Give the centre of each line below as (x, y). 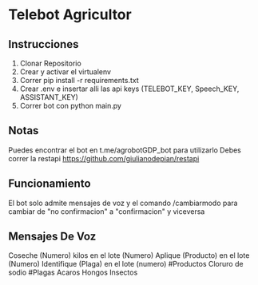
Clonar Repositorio (50, 63)
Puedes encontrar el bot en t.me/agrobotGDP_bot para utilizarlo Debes (125, 150)
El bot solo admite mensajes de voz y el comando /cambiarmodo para (123, 203)
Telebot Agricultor (70, 15)
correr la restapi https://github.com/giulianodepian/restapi (104, 158)
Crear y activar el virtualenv (65, 72)
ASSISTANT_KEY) (49, 97)
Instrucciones (44, 44)
